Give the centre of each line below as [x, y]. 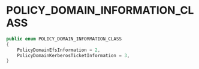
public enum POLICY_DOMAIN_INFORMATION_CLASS [64, 39]
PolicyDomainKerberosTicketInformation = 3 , [73, 55]
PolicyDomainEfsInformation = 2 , [59, 50]
